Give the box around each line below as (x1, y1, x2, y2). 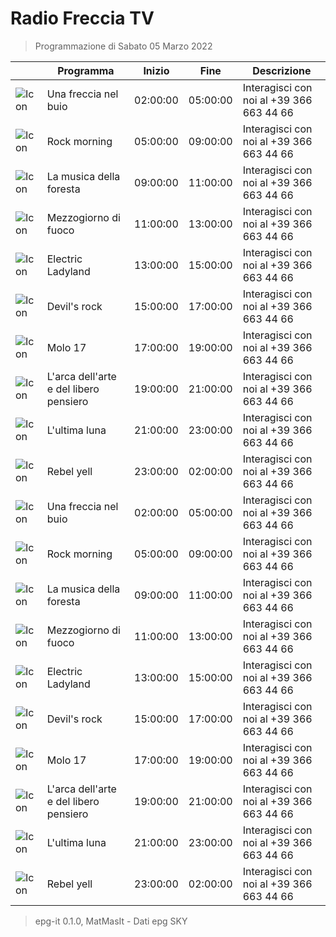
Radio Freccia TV (10, 7, 155, 30)
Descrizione (252, 63, 312, 77)
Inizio (143, 63, 170, 77)
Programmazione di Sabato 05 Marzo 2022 (34, 40, 213, 52)
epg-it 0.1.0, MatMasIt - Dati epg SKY (34, 915, 188, 927)
